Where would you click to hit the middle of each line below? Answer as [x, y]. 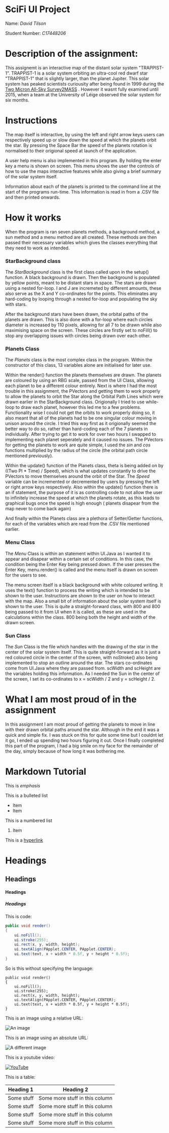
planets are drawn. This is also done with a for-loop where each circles [79, 320]
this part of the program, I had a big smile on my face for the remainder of [82, 745]
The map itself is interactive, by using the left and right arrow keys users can [85, 134]
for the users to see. [26, 575]
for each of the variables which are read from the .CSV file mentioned [77, 524]
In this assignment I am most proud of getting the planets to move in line [80, 724]
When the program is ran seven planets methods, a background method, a [82, 232]
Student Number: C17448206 [36, 33]
